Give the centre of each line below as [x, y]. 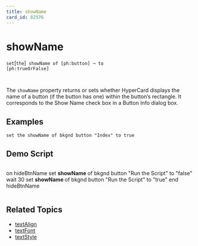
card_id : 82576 [25, 17]
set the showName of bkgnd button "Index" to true [70, 136]
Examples [25, 122]
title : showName [26, 12]
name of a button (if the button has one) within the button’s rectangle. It [94, 96]
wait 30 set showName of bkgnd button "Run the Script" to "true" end [92, 180]
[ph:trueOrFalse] [28, 69]
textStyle [26, 236]
